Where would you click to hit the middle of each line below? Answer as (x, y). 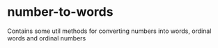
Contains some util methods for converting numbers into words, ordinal (109, 31)
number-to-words (60, 12)
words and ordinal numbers (47, 38)
